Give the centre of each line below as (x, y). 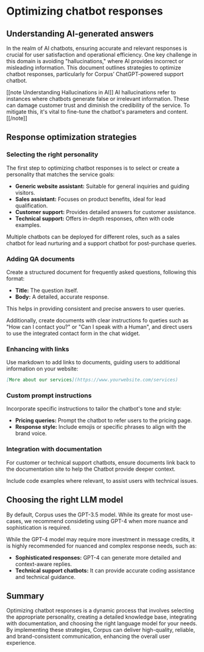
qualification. (31, 206)
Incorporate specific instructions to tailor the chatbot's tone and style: (94, 409)
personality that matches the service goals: (61, 174)
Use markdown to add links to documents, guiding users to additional (93, 362)
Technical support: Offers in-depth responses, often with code (95, 218)
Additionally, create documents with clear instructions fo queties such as (97, 320)
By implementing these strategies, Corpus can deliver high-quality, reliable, (101, 630)
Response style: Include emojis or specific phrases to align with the (100, 427)
